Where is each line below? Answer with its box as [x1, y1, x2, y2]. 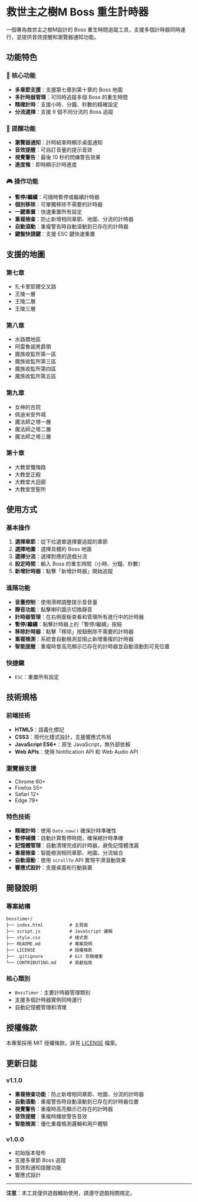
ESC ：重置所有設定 [14, 674, 60, 681]
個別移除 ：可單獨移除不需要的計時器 [14, 201, 103, 208]
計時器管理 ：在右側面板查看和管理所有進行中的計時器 [14, 613, 144, 620]
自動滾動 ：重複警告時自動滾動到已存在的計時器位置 [14, 1098, 139, 1105]
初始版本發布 [14, 1150, 46, 1157]
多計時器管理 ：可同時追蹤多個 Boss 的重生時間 [14, 93, 128, 100]
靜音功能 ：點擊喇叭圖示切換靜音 [14, 606, 93, 613]
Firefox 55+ [14, 784, 43, 792]
